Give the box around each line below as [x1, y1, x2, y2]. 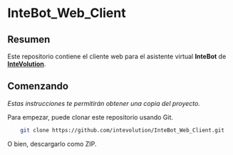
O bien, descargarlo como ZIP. [7, 139, 97, 148]
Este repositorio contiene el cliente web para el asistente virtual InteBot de [7, 52, 227, 60]
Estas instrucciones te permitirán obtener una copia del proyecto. [7, 99, 201, 107]
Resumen [7, 33, 51, 46]
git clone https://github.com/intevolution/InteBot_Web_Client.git [20, 127, 224, 134]
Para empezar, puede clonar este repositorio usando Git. [7, 112, 173, 122]
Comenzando [7, 80, 69, 92]
